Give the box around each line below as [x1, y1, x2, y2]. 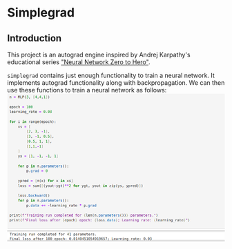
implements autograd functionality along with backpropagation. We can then [7, 79, 225, 87]
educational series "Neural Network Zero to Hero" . [7, 58, 151, 66]
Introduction [7, 32, 62, 44]
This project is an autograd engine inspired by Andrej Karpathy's [7, 50, 191, 59]
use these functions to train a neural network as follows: [7, 86, 167, 94]
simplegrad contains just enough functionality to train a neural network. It [7, 71, 215, 79]
